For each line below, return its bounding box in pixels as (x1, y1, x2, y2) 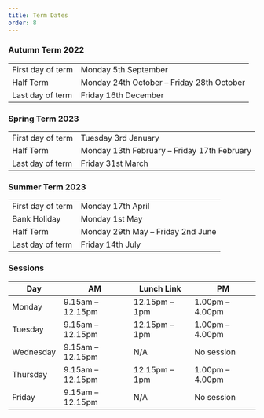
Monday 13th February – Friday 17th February (80, 145, 252, 156)
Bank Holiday (12, 214, 61, 225)
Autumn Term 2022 (8, 45, 85, 56)
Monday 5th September (80, 64, 169, 75)
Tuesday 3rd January (80, 133, 159, 144)
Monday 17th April (80, 201, 150, 212)
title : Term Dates (8, 11, 68, 20)
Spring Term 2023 (8, 113, 79, 124)
